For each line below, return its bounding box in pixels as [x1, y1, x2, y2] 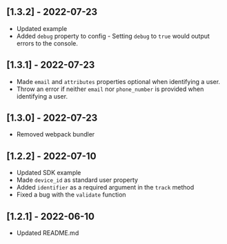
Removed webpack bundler [16, 130, 95, 139]
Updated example [16, 24, 68, 32]
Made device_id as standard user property [16, 176, 139, 184]
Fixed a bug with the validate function [16, 190, 126, 199]
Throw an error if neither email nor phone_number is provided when [16, 85, 204, 93]
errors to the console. [16, 39, 79, 48]
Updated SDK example [16, 169, 81, 177]
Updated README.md [16, 229, 79, 237]
